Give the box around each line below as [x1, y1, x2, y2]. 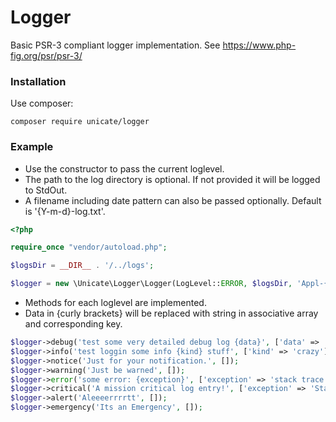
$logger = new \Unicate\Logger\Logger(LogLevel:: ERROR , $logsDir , [10, 279, 293, 289]
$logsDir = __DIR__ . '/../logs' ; [10, 261, 155, 271]
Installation [10, 74, 67, 88]
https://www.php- [222, 39, 297, 51]
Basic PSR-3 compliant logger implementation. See [10, 39, 221, 51]
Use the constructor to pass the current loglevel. [24, 162, 225, 175]
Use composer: [10, 97, 74, 110]
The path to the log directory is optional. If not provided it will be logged [24, 173, 321, 185]
